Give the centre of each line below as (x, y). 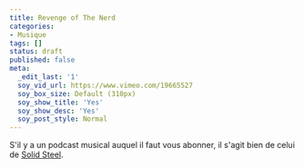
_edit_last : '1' (48, 77)
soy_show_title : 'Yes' (61, 102)
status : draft (36, 52)
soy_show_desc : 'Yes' (59, 111)
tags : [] (26, 43)
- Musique (28, 35)
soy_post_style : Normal (62, 119)
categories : (32, 26)
